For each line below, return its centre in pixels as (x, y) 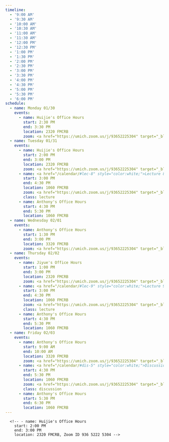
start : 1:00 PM (39, 267)
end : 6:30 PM (37, 403)
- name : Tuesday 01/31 (33, 141)
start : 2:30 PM (39, 122)
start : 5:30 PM (39, 398)
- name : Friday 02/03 (32, 333)
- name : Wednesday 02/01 (36, 220)
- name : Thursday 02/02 (34, 253)
